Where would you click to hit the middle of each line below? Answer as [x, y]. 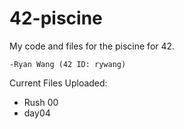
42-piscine [56, 18]
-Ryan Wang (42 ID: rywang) [68, 64]
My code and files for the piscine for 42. [92, 46]
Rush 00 [41, 102]
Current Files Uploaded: [58, 83]
